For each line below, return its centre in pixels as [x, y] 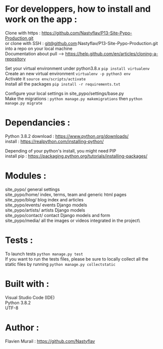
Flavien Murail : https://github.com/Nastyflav [50, 341]
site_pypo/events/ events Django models [46, 205]
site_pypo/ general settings [33, 189]
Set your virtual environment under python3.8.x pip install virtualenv [78, 68]
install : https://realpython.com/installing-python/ [54, 141]
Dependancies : [38, 123]
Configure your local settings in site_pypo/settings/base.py [65, 93]
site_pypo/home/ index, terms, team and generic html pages [66, 195]
